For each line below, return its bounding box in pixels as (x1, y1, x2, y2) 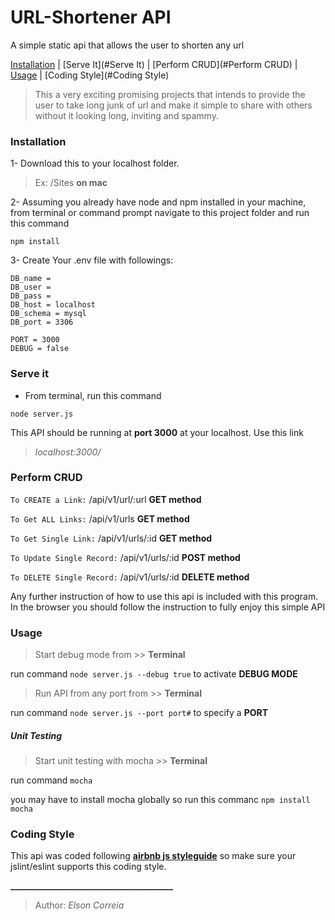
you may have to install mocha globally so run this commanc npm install (10, 794, 311, 806)
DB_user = (10, 282, 52, 293)
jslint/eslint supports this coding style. (10, 861, 167, 873)
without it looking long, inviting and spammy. (34, 109, 219, 121)
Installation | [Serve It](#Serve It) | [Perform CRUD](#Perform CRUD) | (10, 58, 298, 70)
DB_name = (10, 274, 52, 284)
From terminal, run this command (24, 389, 162, 401)
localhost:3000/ (34, 446, 102, 458)
